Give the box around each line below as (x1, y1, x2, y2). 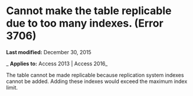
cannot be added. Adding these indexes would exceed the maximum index (6, 78, 188, 85)
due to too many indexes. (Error (6, 16, 163, 30)
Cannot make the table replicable (6, 4, 172, 18)
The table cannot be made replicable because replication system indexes (6, 71, 184, 78)
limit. (6, 84, 18, 91)
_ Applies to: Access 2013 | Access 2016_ (6, 60, 108, 67)
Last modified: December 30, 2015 (6, 48, 91, 55)
